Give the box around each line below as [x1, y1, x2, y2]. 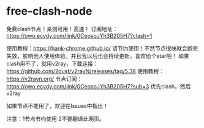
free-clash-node [6, 4, 93, 18]
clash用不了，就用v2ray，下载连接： [6, 60, 99, 67]
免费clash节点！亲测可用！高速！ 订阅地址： [6, 25, 118, 32]
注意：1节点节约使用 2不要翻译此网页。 [6, 115, 105, 123]
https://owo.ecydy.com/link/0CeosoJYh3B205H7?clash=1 [6, 32, 153, 39]
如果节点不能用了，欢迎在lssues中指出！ [6, 102, 108, 109]
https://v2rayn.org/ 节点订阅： [6, 75, 83, 82]
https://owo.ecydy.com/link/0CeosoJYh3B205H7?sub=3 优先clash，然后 [6, 82, 191, 90]
